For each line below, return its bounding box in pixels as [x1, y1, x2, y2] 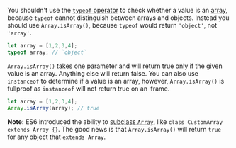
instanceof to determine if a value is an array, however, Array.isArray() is [7, 76, 225, 85]
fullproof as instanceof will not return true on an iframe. [7, 84, 170, 93]
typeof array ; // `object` [7, 49, 87, 56]
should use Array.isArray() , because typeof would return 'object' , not [7, 21, 218, 29]
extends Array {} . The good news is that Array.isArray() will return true [7, 125, 222, 133]
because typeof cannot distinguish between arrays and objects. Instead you [7, 13, 230, 22]
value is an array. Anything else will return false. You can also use [7, 69, 198, 77]
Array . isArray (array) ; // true [7, 104, 100, 112]
